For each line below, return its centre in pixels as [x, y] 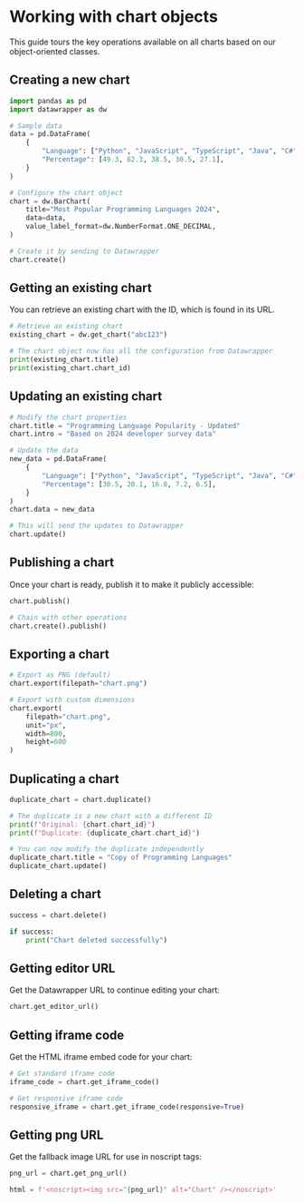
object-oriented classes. [55, 51]
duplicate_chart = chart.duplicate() [81, 799]
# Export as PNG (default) [60, 675]
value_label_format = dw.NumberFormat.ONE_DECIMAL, [121, 227]
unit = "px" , [46, 725]
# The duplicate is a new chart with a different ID [111, 816]
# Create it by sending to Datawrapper [85, 251]
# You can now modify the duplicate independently [107, 849]
